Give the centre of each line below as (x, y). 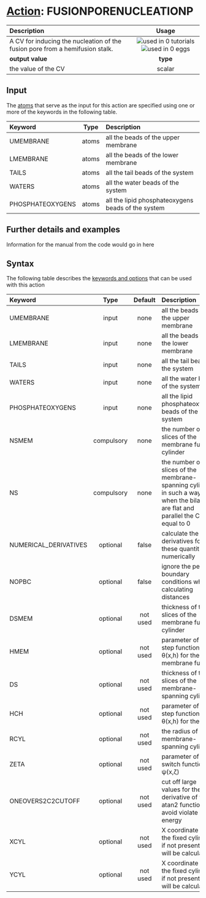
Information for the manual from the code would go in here (80, 244)
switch (171, 764)
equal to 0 (176, 524)
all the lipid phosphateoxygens (150, 200)
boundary (176, 574)
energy (172, 820)
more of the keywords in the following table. (62, 112)
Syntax (20, 263)
